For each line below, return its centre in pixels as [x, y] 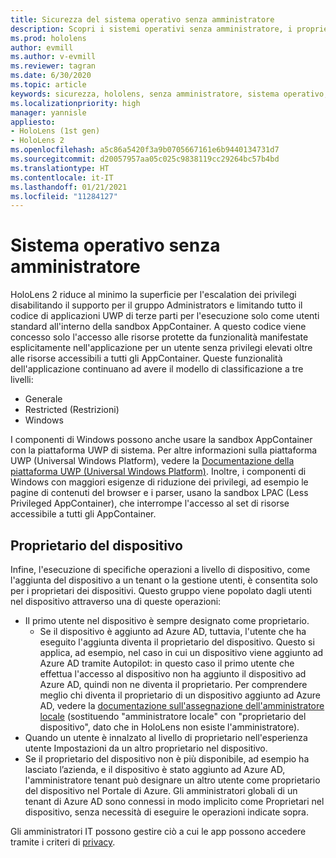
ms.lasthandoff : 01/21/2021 [69, 187]
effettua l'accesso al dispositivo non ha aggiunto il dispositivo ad [173, 674]
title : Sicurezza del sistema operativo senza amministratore [142, 19]
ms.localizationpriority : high [75, 103]
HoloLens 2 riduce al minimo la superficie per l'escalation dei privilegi [153, 295]
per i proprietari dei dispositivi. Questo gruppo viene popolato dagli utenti [161, 590]
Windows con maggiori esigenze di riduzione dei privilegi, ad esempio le [159, 482]
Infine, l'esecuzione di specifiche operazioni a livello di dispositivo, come [160, 569]
